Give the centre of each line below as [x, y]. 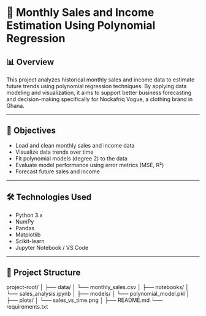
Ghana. [15, 106]
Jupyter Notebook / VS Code [52, 247]
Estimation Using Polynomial [81, 25]
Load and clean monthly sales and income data [75, 145]
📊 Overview [30, 62]
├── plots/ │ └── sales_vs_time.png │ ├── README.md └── [85, 300]
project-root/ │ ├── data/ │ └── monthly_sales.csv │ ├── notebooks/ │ [98, 287]
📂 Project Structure [44, 273]
